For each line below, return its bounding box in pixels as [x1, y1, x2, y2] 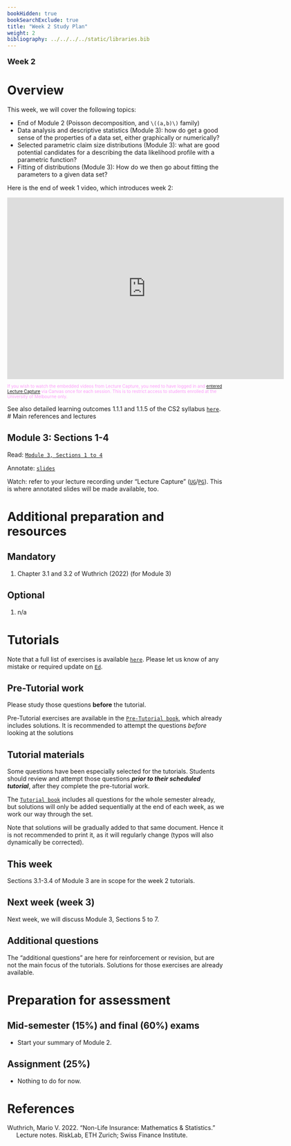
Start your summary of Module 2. [17, 1038, 112, 1046]
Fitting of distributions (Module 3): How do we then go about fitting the [17, 163, 219, 172]
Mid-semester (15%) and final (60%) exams [7, 1020, 200, 1032]
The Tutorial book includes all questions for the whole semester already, [7, 795, 216, 803]
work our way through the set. [7, 810, 93, 819]
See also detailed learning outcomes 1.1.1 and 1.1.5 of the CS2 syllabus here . [7, 405, 221, 413]
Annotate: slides [7, 464, 55, 472]
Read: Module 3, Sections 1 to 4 [7, 451, 103, 459]
